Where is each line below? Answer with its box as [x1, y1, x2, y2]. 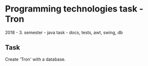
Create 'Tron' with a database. [5, 56, 66, 62]
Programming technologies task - [5, 3, 144, 14]
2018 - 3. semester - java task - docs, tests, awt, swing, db [5, 29, 123, 35]
